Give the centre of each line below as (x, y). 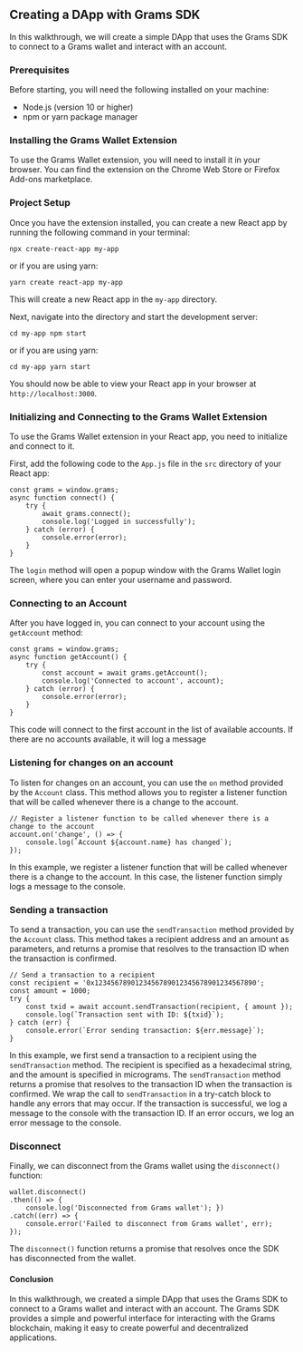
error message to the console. (66, 1123)
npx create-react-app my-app (64, 248)
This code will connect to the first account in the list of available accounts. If (151, 730)
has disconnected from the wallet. (73, 1259)
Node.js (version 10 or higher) (78, 107)
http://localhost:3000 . (53, 393)
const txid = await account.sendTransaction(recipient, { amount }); (160, 1007)
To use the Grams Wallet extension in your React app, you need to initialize (148, 436)
